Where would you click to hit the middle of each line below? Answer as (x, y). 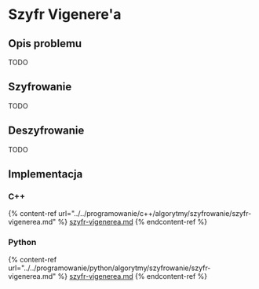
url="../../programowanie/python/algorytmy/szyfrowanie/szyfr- (109, 268)
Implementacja (46, 174)
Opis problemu (45, 44)
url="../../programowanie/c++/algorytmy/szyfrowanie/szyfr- (155, 214)
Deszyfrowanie (46, 131)
